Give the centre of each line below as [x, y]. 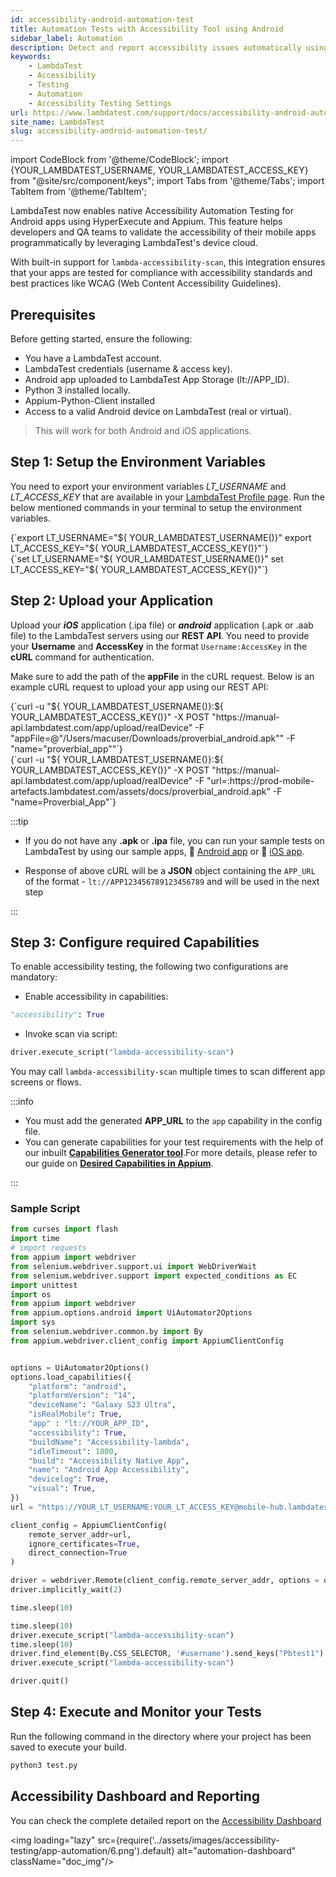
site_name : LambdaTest [57, 122]
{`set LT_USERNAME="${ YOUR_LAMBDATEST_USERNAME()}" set [147, 558]
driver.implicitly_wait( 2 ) [66, 1590]
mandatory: [34, 977]
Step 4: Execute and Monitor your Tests [136, 1712]
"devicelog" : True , [69, 1479]
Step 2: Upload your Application [112, 601]
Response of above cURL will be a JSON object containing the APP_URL [170, 870]
